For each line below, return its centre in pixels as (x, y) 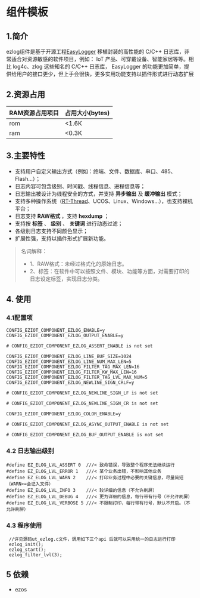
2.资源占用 (26, 95)
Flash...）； (28, 178)
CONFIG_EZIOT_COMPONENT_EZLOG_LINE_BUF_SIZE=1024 (69, 357)
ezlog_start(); (27, 550)
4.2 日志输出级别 (30, 451)
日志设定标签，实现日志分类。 (66, 279)
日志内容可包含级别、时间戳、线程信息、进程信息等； (80, 186)
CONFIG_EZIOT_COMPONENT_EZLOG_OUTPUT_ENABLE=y (65, 336)
